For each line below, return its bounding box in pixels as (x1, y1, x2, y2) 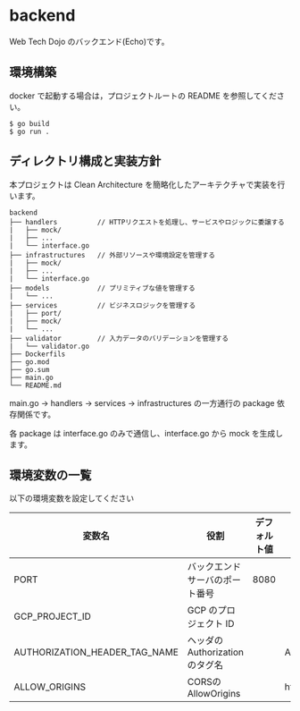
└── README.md (9, 381, 62, 390)
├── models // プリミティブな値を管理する (9, 284, 196, 292)
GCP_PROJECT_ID (13, 610, 91, 622)
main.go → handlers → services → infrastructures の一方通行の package (9, 397, 275, 408)
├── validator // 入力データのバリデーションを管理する (9, 334, 229, 343)
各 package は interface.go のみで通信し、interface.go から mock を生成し (9, 427, 284, 438)
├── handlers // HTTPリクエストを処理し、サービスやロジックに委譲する (9, 217, 285, 226)
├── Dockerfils (9, 350, 66, 359)
